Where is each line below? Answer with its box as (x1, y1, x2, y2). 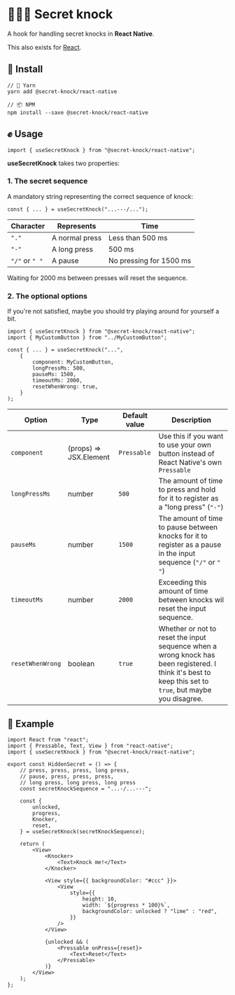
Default (122, 411, 148, 421)
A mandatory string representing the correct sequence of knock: (7, 192, 194, 200)
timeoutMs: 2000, (32, 377, 83, 384)
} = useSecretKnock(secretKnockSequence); (20, 828, 145, 835)
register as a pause (158, 540, 222, 550)
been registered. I (158, 659, 217, 669)
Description (171, 415, 212, 425)
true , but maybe (158, 686, 212, 695)
